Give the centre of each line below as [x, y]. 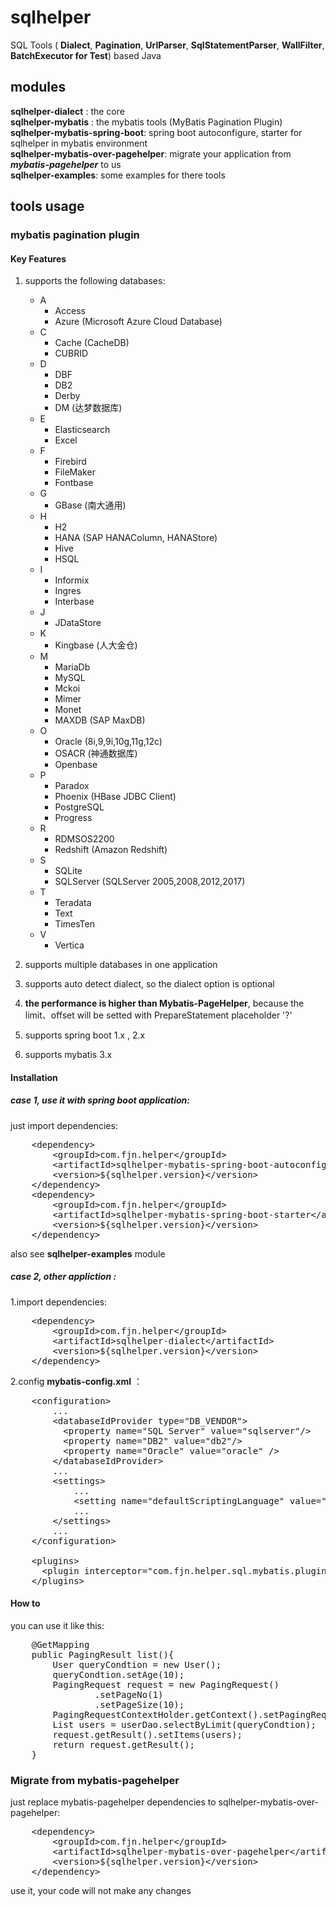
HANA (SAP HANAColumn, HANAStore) [136, 538]
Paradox [72, 786]
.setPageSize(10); [139, 1704]
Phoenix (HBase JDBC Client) [115, 797]
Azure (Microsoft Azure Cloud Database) [138, 322]
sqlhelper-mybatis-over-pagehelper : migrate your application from [151, 153]
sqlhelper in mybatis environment [79, 143]
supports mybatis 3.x [68, 1055]
